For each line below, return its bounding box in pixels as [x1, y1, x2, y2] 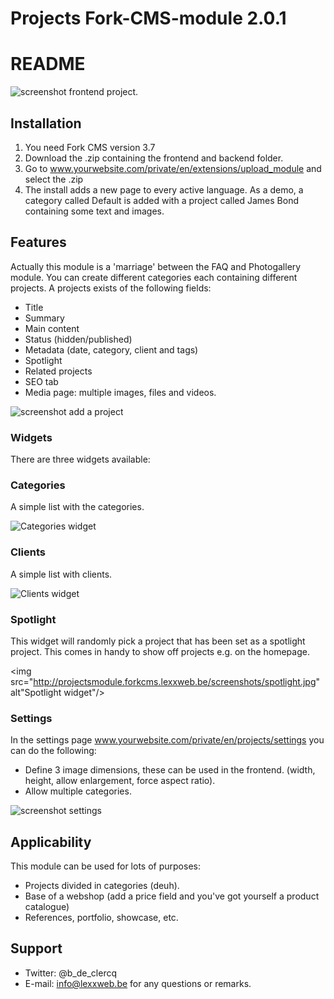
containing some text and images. [24, 205, 165, 217]
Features [10, 234, 67, 251]
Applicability [10, 833, 92, 851]
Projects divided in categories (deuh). [24, 880, 180, 892]
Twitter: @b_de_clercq [24, 967, 117, 979]
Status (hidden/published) [24, 333, 133, 345]
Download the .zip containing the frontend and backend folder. [24, 152, 284, 164]
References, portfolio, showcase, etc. [24, 912, 179, 924]
